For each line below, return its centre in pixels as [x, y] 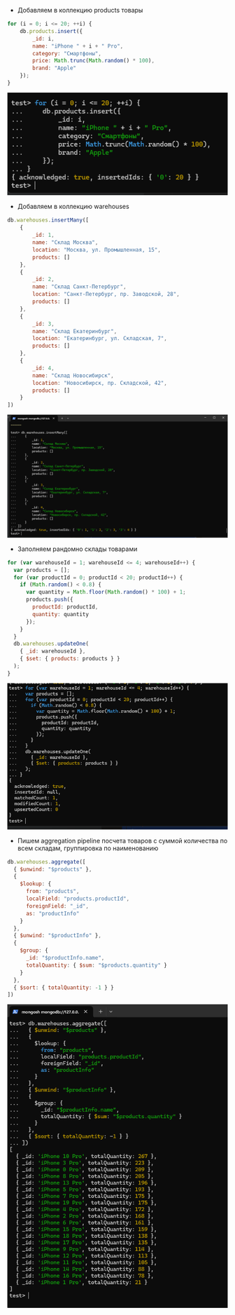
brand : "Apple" [55, 68]
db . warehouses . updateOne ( [51, 644]
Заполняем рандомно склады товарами [77, 549]
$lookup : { [36, 884]
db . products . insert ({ [51, 31]
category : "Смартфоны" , [67, 53]
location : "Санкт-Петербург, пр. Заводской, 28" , [106, 294]
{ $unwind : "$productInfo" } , [57, 936]
